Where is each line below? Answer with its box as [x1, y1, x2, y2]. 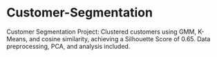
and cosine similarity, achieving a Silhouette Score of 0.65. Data [29, 34, 211, 43]
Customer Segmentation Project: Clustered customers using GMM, [6, 27, 197, 36]
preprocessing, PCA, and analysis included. [6, 42, 131, 50]
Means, [6, 34, 28, 43]
